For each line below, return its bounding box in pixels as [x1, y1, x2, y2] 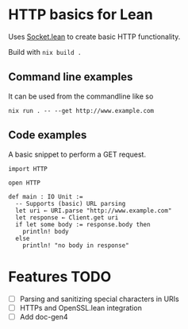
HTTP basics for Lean [8, 6, 153, 24]
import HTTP [8, 164, 48, 172]
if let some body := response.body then [15, 220, 151, 228]
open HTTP [8, 179, 41, 187]
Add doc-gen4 [19, 312, 68, 321]
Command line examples [8, 70, 133, 84]
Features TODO [8, 268, 112, 285]
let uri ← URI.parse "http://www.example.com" [15, 207, 172, 215]
